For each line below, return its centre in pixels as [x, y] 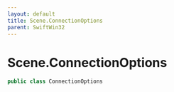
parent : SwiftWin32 [36, 27]
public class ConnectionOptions [55, 82]
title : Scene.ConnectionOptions [55, 21]
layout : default [31, 14]
